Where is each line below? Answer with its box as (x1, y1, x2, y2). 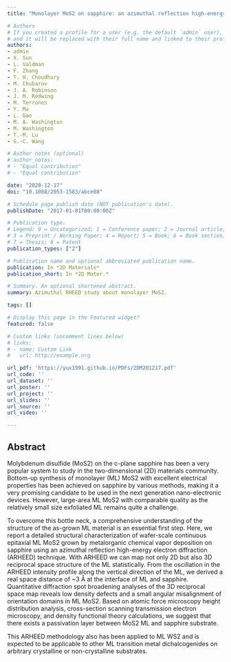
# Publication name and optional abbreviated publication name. (7, 258, 195, 265)
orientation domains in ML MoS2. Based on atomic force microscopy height (7, 597, 221, 605)
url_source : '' (7, 403, 51, 410)
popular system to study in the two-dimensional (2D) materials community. (7, 466, 219, 475)
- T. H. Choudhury (7, 74, 60, 81)
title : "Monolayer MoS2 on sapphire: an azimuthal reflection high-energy (7, 10, 226, 17)
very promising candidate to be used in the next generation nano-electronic (7, 488, 221, 497)
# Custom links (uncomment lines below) (7, 333, 125, 340)
